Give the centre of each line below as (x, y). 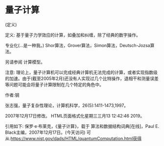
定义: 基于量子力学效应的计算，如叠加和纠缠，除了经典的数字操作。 (73, 35)
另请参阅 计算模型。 (25, 62)
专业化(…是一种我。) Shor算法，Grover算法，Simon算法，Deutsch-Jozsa (78, 45)
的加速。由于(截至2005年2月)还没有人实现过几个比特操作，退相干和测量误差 (82, 78)
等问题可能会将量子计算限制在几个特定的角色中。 (54, 84)
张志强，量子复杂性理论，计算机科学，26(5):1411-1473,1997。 (67, 105)
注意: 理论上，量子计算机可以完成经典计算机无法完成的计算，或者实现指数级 (81, 72)
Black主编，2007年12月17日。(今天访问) (45, 132)
